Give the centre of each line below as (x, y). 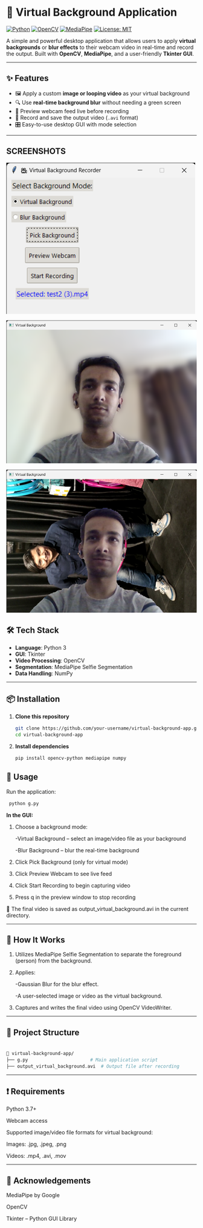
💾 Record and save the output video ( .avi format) (77, 117)
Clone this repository (42, 717)
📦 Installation (33, 699)
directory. (18, 915)
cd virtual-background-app (49, 735)
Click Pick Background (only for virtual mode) (72, 862)
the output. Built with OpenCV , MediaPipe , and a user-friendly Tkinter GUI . (100, 53)
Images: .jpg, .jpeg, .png (36, 1144)
